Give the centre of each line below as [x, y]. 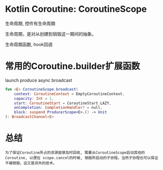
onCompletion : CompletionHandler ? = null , [58, 108]
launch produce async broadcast [39, 80]
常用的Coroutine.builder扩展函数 [73, 66]
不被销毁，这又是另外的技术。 [31, 163]
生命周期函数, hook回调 [29, 44]
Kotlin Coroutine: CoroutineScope [76, 9]
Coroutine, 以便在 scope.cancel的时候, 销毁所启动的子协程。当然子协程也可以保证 [82, 158]
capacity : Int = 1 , [34, 98]
